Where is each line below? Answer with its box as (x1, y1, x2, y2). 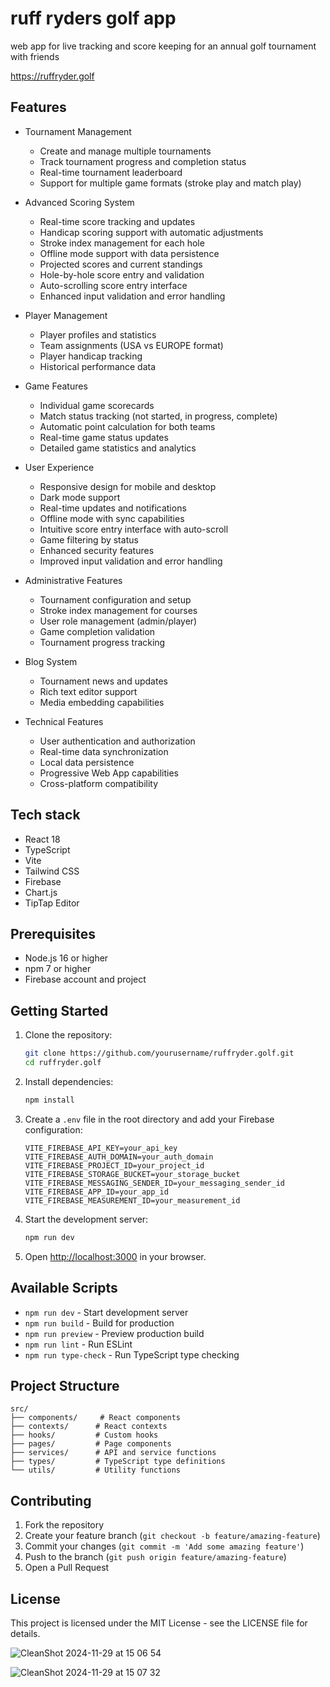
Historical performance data (39, 360, 157, 372)
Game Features (24, 380, 88, 392)
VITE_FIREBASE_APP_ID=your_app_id (24, 1187, 169, 1197)
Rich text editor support (39, 685, 138, 697)
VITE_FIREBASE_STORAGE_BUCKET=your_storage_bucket (24, 1169, 241, 1179)
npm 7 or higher (24, 963, 92, 975)
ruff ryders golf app (10, 7, 177, 30)
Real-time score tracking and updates (39, 215, 196, 227)
